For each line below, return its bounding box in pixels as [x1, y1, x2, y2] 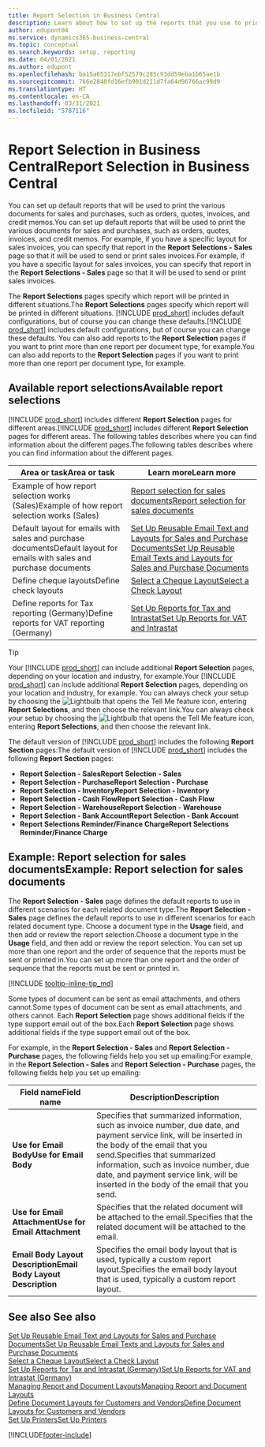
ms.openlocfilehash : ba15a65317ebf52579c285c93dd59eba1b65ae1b [8, 70, 221, 78]
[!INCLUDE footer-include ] [8, 1430, 92, 1440]
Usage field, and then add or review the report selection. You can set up [8, 938, 243, 947]
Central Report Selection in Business [8, 158, 250, 176]
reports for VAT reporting [12, 617, 105, 628]
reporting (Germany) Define [12, 607, 114, 618]
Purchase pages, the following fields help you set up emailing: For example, [8, 1051, 253, 1060]
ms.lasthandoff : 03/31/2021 [8, 99, 101, 107]
